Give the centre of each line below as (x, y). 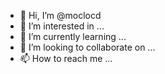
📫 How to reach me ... (66, 58)
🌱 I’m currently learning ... (73, 36)
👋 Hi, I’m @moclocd (60, 15)
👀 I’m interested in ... (62, 26)
